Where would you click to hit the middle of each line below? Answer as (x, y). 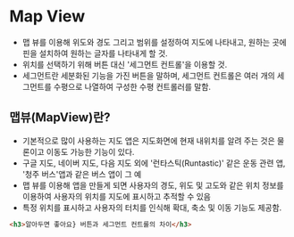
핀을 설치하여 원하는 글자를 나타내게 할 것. (95, 53)
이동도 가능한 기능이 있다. (90, 151)
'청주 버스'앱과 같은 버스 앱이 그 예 (82, 174)
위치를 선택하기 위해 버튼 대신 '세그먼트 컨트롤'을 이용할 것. (125, 64)
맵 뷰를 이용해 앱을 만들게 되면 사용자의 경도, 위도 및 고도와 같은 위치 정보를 (153, 185)
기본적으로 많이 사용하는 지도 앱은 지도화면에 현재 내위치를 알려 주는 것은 (148, 141)
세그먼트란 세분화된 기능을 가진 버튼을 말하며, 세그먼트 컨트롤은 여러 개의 (148, 75)
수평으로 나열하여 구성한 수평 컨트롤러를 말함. (132, 86)
